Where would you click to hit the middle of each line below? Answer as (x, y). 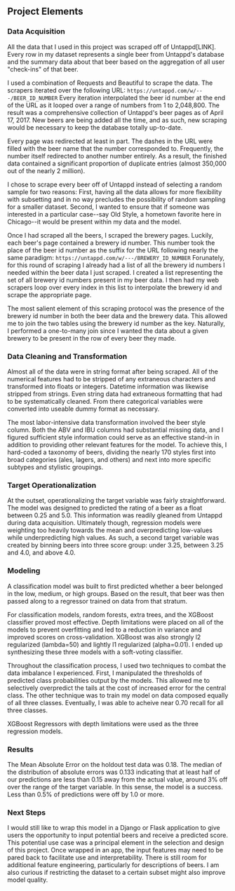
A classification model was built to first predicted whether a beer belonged (115, 586)
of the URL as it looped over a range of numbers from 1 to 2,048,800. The (113, 105)
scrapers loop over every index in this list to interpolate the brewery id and (115, 287)
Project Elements (45, 12)
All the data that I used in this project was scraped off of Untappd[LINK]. (112, 47)
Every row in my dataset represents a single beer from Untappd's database (116, 54)
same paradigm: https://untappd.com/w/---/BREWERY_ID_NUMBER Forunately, (116, 257)
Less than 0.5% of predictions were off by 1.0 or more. (86, 794)
